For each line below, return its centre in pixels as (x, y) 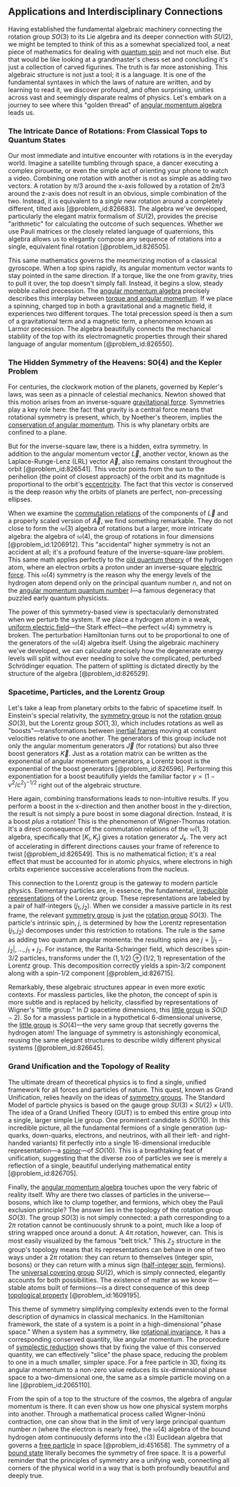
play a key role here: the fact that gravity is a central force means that (110, 409)
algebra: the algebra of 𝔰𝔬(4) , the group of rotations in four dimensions (111, 537)
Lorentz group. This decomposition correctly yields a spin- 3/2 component (117, 966)
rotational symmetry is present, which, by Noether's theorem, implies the (115, 417)
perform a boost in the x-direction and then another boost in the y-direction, (120, 806)
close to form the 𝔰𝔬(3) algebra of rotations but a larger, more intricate (110, 529)
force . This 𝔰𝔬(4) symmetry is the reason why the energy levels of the (110, 575)
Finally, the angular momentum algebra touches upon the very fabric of (113, 1187)
